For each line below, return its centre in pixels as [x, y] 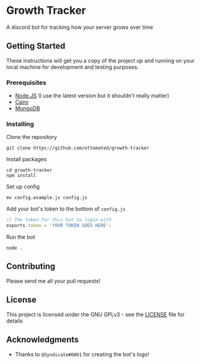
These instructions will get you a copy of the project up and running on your [100, 60]
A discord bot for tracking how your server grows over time [80, 27]
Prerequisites [26, 82]
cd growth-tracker [29, 170]
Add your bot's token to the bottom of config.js [66, 209]
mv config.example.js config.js [47, 198]
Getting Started [36, 46]
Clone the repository [32, 137]
